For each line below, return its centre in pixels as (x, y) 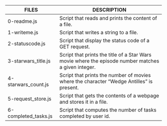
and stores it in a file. (83, 102)
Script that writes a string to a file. (99, 32)
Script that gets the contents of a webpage (109, 95)
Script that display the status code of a (105, 40)
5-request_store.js (30, 99)
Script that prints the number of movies (105, 75)
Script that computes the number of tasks (108, 110)
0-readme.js (22, 21)
